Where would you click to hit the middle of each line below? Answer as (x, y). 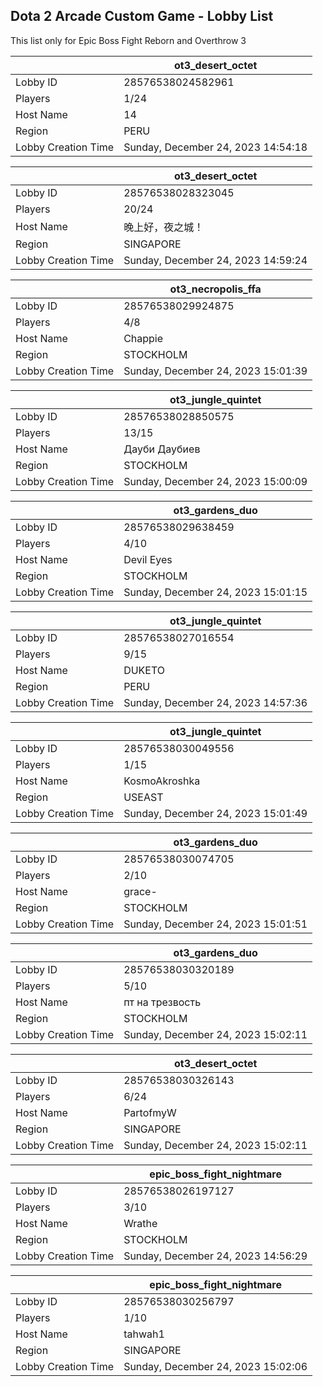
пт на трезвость (162, 1002)
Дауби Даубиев (162, 449)
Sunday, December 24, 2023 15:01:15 (215, 592)
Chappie (143, 338)
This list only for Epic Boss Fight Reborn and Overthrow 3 (128, 40)
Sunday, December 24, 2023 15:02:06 (215, 1366)
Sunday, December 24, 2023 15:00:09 (215, 481)
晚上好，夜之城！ (164, 227)
